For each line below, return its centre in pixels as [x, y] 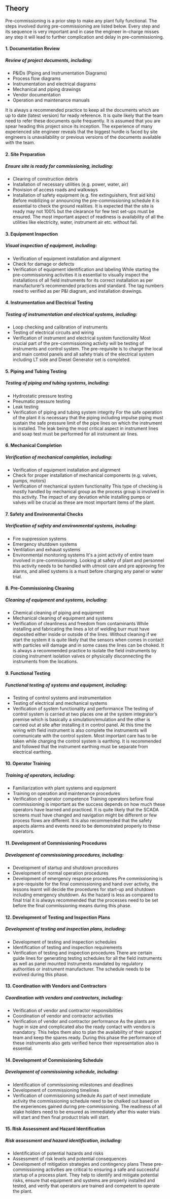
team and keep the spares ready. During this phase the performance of [87, 1038]
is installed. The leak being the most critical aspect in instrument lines [85, 428]
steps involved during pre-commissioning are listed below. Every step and [82, 26]
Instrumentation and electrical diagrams [54, 84]
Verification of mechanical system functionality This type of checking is [88, 486]
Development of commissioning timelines [56, 1090]
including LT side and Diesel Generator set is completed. [72, 360]
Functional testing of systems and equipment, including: [66, 685]
